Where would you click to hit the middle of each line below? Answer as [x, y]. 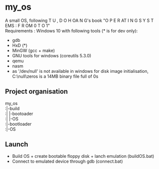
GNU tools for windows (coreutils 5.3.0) [52, 55]
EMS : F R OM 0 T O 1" [27, 25]
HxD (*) [20, 45]
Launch [17, 144]
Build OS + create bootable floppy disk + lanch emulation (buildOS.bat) [83, 156]
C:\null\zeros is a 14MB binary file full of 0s [55, 76]
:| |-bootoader [19, 114]
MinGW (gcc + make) [33, 51]
